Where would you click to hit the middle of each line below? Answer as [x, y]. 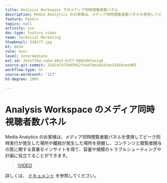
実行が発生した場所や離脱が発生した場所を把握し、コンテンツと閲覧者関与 [85, 143]
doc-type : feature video [31, 33]
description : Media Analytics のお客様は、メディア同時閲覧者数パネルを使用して [82, 14]
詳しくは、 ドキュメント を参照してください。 [52, 176]
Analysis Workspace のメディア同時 [80, 109]
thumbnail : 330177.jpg [29, 42]
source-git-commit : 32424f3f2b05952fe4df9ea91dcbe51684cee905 [71, 65]
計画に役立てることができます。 [38, 155]
